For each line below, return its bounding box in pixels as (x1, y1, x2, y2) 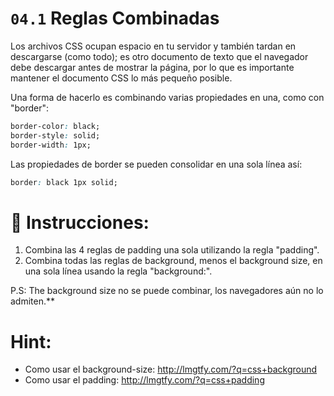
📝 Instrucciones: (10, 211, 150, 234)
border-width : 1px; (10, 140, 92, 150)
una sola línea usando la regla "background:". (24, 265, 213, 277)
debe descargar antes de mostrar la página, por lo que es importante (10, 61, 295, 73)
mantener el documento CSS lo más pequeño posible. (10, 72, 233, 84)
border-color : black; (10, 121, 101, 131)
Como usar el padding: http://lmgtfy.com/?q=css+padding (24, 374, 265, 386)
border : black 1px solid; (10, 177, 118, 187)
